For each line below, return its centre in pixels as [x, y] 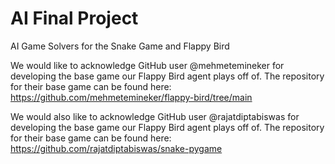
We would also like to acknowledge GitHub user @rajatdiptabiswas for [155, 116]
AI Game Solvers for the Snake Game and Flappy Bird [120, 46]
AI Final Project [74, 18]
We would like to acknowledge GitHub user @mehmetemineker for [147, 65]
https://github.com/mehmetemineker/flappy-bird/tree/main [131, 97]
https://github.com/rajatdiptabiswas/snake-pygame [116, 148]
